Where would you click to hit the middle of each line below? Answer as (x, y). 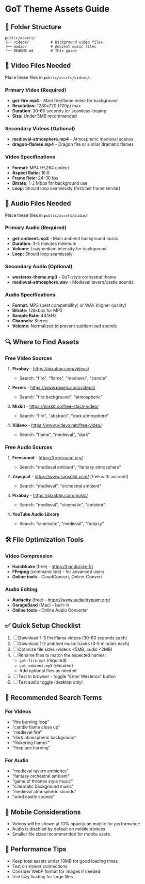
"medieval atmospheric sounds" (44, 792)
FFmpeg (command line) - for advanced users (58, 572)
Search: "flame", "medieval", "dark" (55, 435)
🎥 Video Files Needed (38, 66)
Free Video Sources (29, 358)
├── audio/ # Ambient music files (51, 47)
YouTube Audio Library (36, 514)
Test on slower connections (40, 866)
